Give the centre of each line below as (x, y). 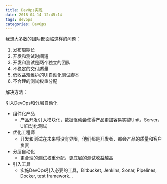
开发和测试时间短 (30, 56)
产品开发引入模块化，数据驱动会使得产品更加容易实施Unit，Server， (91, 120)
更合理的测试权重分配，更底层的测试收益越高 (67, 158)
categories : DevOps (26, 24)
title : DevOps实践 (24, 10)
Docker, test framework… (47, 176)
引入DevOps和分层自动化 (31, 103)
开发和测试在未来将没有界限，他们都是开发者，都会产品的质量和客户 (91, 139)
